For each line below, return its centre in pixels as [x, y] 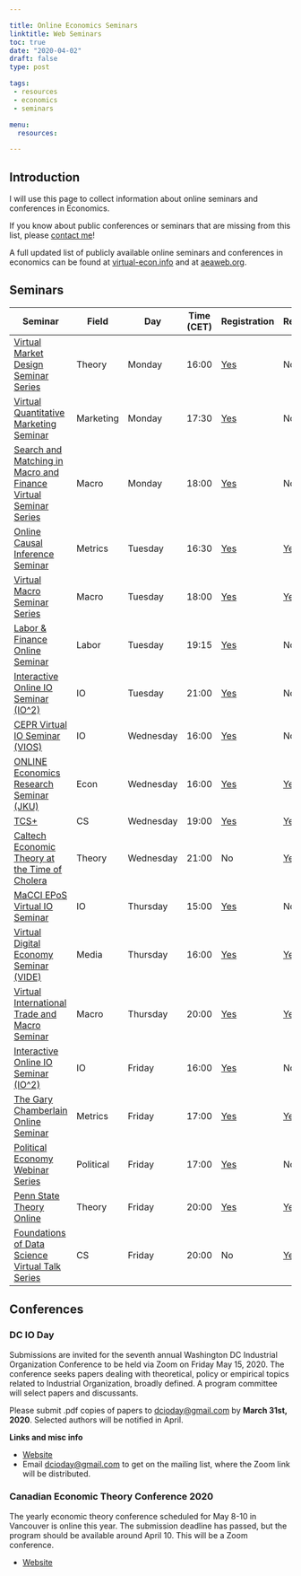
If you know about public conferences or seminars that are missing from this [150, 226]
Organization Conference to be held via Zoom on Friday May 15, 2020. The [147, 1364]
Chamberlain [41, 1110]
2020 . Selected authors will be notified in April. [96, 1420]
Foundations [40, 1232]
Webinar [31, 1169]
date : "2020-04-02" [46, 50]
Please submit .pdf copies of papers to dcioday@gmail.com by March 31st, [149, 1410]
